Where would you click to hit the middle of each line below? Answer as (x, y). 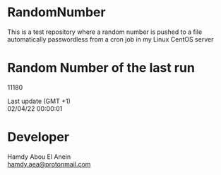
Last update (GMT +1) (39, 101)
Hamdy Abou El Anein (39, 157)
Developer (38, 137)
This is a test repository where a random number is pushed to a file (105, 32)
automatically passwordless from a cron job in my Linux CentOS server (110, 39)
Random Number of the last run (101, 68)
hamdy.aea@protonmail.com (49, 164)
